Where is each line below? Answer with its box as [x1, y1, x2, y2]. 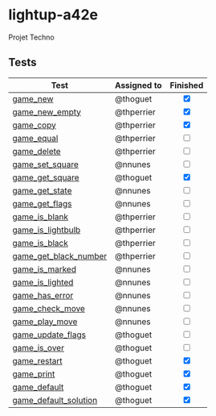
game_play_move [12, 316, 78, 327]
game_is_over [12, 342, 64, 353]
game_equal [12, 132, 59, 144]
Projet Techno [8, 32, 55, 42]
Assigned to [115, 79, 162, 90]
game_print [12, 368, 55, 380]
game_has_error [12, 289, 74, 301]
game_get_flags [12, 198, 72, 209]
